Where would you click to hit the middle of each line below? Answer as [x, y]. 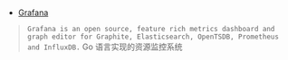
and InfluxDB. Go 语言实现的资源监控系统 [105, 47]
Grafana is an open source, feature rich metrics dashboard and [151, 30]
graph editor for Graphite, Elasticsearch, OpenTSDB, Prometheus [153, 37]
